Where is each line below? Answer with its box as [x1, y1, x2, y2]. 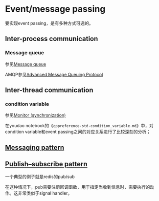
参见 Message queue [5, 61, 46, 67]
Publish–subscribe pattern [5, 160, 88, 168]
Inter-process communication [5, 35, 98, 43]
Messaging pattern [5, 143, 65, 152]
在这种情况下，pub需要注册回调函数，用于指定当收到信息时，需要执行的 [5, 184, 150, 190]
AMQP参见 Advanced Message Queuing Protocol [5, 71, 103, 77]
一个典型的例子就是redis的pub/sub [5, 174, 75, 179]
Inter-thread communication [5, 86, 94, 94]
